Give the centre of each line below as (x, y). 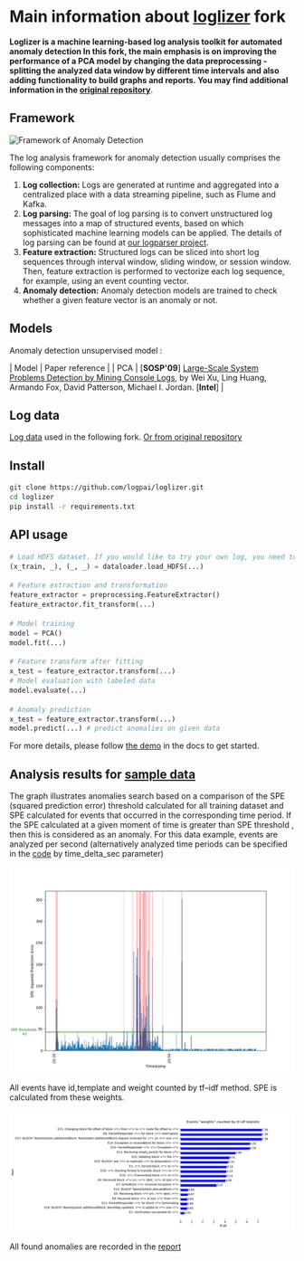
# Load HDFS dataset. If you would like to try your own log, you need (147, 557)
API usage (38, 535)
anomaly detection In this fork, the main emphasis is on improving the (143, 51)
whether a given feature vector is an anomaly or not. (120, 299)
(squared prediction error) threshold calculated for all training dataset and (147, 806)
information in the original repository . (81, 90)
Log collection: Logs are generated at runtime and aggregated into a (151, 185)
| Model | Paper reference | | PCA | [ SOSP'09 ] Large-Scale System (134, 367)
